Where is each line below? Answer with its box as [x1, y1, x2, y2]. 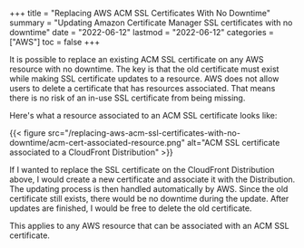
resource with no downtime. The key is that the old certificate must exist [9, 63, 279, 74]
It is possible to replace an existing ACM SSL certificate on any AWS [9, 54, 264, 64]
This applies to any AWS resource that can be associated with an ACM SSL [9, 221, 289, 231]
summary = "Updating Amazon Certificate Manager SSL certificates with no [9, 17, 293, 28]
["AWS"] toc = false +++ [9, 36, 101, 47]
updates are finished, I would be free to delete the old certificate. [9, 203, 252, 214]
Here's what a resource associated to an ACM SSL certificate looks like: [9, 110, 278, 120]
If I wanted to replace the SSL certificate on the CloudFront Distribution [9, 165, 275, 175]
